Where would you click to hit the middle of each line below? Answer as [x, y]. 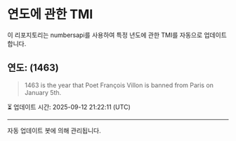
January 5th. [43, 92]
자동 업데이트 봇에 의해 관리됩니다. [54, 131]
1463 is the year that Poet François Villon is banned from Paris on [119, 85]
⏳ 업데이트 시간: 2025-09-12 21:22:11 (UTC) [69, 107]
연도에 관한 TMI [50, 14]
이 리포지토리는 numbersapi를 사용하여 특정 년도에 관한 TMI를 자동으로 [105, 35]
